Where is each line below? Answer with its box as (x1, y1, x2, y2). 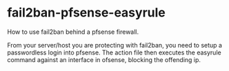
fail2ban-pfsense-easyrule (7, 5, 166, 21)
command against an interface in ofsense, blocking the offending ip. (7, 55, 201, 63)
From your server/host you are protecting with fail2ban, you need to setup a (7, 41, 223, 49)
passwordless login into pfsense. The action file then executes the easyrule (7, 48, 222, 57)
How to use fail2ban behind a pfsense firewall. (7, 28, 139, 36)
